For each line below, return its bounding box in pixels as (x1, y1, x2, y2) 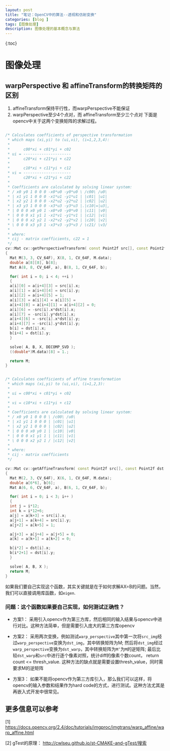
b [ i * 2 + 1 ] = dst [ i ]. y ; (10, 550, 56, 556)
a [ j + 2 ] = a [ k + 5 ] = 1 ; (10, 523, 56, 528)
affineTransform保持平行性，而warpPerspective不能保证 (12, 105, 130, 112)
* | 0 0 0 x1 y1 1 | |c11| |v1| (7, 433, 76, 438)
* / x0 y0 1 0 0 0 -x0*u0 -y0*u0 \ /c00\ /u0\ (7, 189, 108, 194)
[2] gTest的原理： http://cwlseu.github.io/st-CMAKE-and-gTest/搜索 (5, 740, 147, 746)
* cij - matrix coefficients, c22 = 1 (7, 237, 90, 242)
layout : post (5, 7, 33, 13)
